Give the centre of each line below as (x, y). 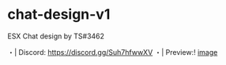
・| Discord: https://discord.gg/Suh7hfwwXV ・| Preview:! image (113, 52)
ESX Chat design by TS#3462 (56, 36)
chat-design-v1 (59, 14)
